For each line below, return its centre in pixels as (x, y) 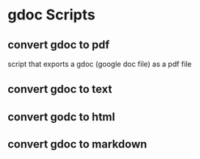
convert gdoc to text (60, 89)
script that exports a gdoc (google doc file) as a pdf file (100, 64)
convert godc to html (61, 117)
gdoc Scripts (51, 15)
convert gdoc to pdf (59, 45)
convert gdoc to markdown (77, 144)
